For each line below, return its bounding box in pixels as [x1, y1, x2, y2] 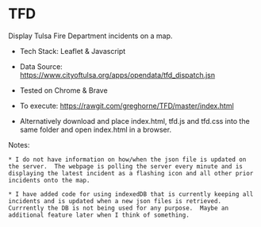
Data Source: [19, 61, 63, 71]
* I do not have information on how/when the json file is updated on [8, 156, 247, 164]
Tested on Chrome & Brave [19, 85, 109, 95]
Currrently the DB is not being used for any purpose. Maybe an [8, 204, 228, 212]
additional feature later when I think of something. [8, 211, 190, 219]
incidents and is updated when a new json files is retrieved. [8, 197, 222, 205]
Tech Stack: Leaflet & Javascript [19, 46, 126, 56]
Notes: [8, 140, 30, 149]
